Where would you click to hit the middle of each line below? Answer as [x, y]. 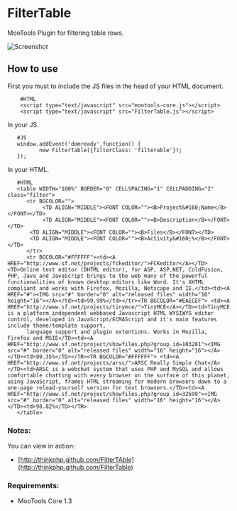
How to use [33, 69]
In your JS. [23, 124]
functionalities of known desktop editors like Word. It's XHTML [106, 282]
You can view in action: [41, 446]
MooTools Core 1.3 [45, 501]
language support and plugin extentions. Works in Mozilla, [117, 332]
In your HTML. [28, 169]
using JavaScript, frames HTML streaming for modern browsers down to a [117, 382]
